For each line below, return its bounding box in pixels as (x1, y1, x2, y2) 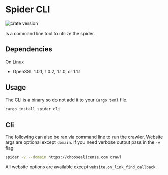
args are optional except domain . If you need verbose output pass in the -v (5, 139, 160, 145)
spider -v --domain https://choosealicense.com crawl (5, 155, 122, 160)
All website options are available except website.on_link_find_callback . (5, 164, 157, 170)
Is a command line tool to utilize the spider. (5, 30, 95, 36)
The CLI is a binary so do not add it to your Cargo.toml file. (5, 97, 128, 103)
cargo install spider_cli (5, 106, 60, 111)
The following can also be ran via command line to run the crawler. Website (5, 134, 163, 140)
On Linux (5, 59, 24, 65)
